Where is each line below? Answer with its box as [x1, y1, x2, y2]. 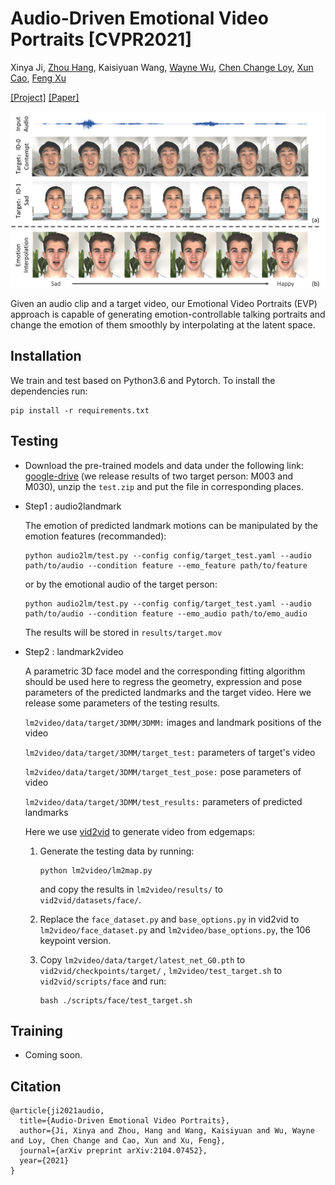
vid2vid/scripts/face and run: [39, 975, 167, 987]
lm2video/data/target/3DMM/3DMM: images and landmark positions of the [24, 716, 322, 728]
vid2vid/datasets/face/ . [39, 893, 142, 906]
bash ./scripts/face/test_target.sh [39, 995, 193, 1006]
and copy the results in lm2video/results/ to [39, 883, 224, 895]
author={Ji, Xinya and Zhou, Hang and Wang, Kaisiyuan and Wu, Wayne [19, 1126, 315, 1136]
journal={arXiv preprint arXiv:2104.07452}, [19, 1146, 208, 1156]
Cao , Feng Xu [10, 72, 67, 84]
